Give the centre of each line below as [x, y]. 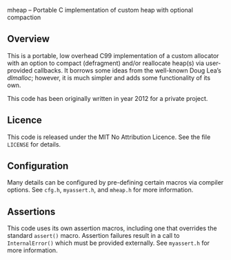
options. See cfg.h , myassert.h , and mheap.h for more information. [100, 190]
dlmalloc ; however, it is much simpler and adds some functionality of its [109, 77]
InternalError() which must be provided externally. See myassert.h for [109, 243]
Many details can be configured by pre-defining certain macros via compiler [115, 183]
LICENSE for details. [34, 144]
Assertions [31, 211]
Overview [29, 39]
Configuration [38, 166]
